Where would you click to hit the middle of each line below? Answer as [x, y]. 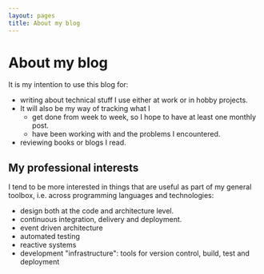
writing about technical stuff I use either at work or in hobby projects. [134, 100]
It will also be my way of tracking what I [85, 109]
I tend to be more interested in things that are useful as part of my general [130, 187]
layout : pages [32, 16]
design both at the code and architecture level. [97, 211]
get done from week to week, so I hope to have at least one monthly [144, 117]
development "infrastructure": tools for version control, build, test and [135, 253]
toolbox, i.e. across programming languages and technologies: [111, 196]
